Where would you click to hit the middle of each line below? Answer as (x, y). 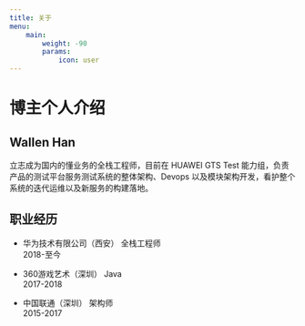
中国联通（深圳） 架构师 (68, 302)
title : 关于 (30, 18)
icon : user (79, 60)
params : (56, 52)
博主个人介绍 (58, 108)
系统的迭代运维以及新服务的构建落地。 (81, 188)
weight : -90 (65, 43)
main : (36, 35)
